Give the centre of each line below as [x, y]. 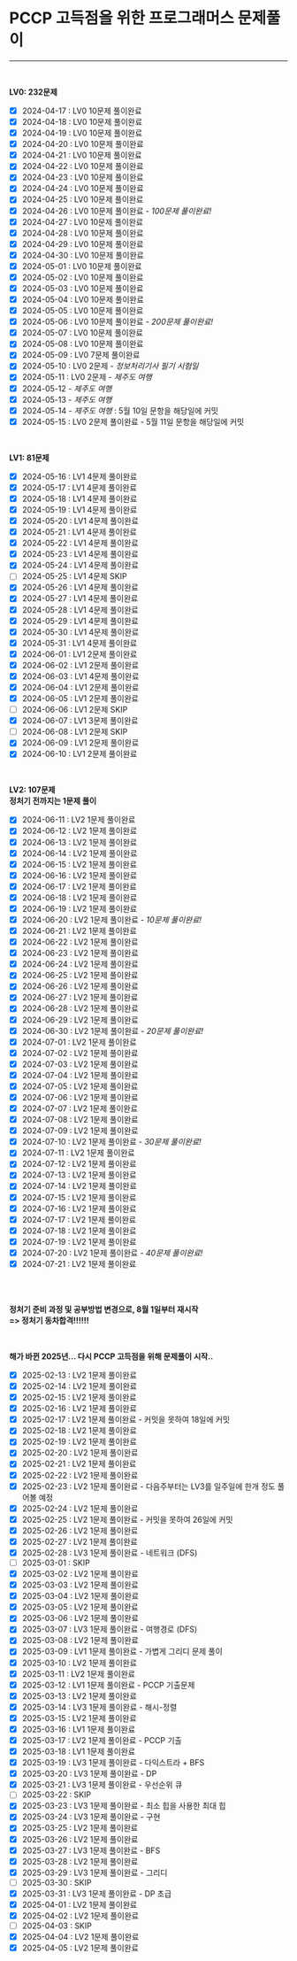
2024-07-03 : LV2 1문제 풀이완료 [80, 1064]
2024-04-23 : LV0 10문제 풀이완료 [83, 177]
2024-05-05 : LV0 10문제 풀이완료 [83, 311]
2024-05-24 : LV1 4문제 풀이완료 [80, 565]
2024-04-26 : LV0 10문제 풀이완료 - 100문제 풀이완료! [117, 211]
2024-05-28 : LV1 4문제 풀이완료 [80, 610]
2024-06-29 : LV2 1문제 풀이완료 [80, 1020]
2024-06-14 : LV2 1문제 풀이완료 [80, 853]
